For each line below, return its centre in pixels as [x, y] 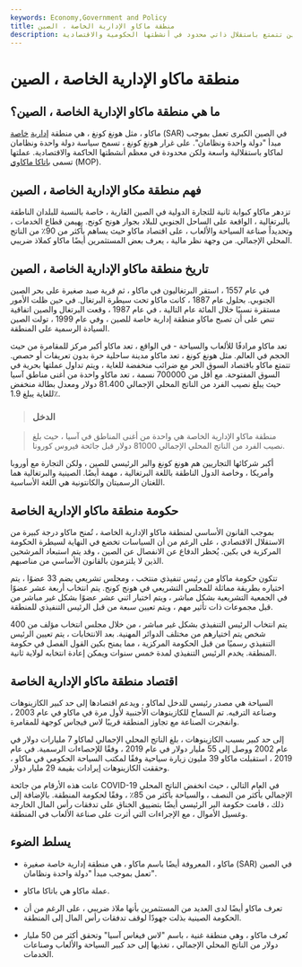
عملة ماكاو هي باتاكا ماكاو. [66, 891]
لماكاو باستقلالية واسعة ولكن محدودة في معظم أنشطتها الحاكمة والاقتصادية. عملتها [147, 153]
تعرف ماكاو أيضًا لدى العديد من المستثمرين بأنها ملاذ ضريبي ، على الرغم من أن [153, 908]
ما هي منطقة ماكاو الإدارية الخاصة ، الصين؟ [115, 112]
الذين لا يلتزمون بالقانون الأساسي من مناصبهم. [87, 561]
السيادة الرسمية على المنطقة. [60, 328]
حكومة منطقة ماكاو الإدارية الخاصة [95, 510]
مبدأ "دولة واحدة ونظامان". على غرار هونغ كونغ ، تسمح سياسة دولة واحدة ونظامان [146, 143]
